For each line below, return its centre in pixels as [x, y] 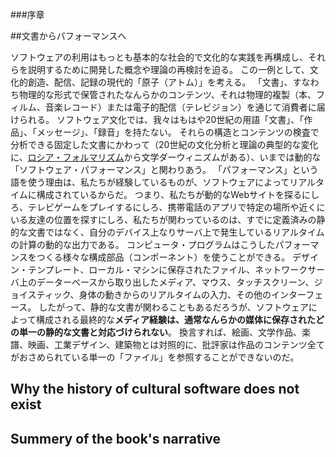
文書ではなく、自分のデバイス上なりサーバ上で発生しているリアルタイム [176, 232]
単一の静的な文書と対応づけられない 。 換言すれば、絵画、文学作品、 [160, 332]
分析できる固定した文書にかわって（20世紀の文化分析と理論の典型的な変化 [164, 144]
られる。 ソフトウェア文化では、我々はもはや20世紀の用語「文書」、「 [161, 119]
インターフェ [297, 294]
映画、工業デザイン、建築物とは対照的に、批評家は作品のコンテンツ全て [176, 344]
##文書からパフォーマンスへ [68, 36]
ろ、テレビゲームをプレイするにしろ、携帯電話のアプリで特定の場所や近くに [168, 207]
